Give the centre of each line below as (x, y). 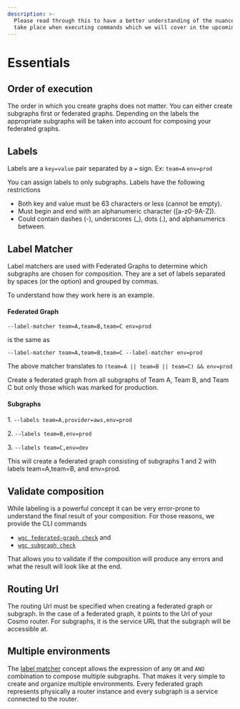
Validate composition (56, 491)
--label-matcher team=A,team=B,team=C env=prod (80, 327)
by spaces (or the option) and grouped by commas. (83, 281)
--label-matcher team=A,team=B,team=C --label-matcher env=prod (105, 353)
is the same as (29, 340)
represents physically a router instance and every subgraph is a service (113, 691)
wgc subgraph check (47, 546)
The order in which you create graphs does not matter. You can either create (120, 106)
